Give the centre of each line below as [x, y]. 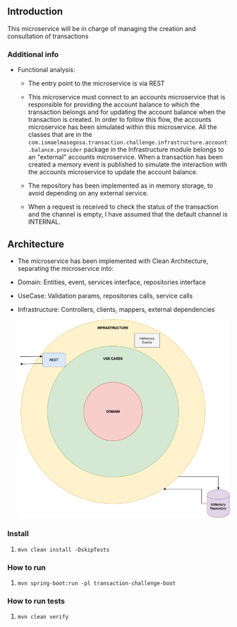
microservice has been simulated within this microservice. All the [122, 127]
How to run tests [36, 601]
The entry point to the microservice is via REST [96, 83]
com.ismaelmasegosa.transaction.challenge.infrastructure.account [128, 143]
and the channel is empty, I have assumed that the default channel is [128, 214]
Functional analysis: [46, 70]
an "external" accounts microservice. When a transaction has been [126, 157]
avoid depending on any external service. [88, 193]
